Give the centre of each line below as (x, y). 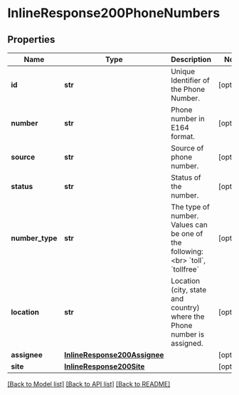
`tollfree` (185, 269)
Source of (187, 148)
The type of (190, 207)
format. (183, 137)
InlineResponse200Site (104, 366)
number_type (34, 238)
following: (187, 251)
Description (191, 60)
